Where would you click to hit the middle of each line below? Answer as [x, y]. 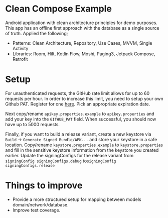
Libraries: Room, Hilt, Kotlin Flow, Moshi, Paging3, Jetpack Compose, [84, 54]
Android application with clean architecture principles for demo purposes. [81, 23]
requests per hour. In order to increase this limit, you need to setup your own [85, 98]
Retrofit [20, 59]
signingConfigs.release [30, 166]
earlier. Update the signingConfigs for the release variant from [69, 155]
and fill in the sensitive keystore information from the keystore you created [82, 150]
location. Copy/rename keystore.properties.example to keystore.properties [84, 145]
